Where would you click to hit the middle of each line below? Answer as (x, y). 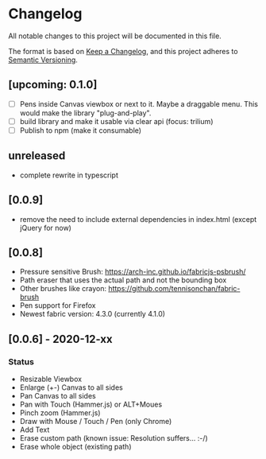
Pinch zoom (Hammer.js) (60, 413)
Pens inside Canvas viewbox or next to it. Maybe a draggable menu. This (139, 103)
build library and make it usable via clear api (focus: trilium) (116, 121)
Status (21, 361)
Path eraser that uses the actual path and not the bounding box (123, 280)
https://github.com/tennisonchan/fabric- (174, 289)
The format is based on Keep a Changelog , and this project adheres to (123, 51)
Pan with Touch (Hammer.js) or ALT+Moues (91, 405)
